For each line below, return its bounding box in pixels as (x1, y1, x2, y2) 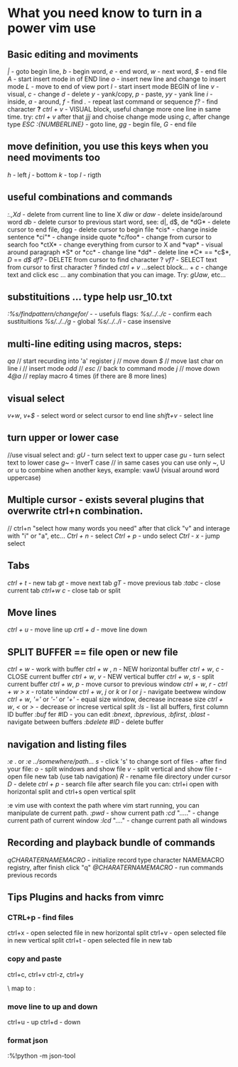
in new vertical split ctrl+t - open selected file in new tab (7, 936, 173, 945)
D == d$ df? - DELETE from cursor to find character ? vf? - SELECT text (7, 255, 217, 264)
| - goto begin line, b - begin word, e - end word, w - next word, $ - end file (7, 67, 227, 75)
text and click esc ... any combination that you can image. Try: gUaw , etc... (7, 270, 226, 278)
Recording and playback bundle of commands (7, 837, 215, 849)
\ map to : (7, 984, 36, 992)
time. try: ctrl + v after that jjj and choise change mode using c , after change (7, 112, 230, 121)
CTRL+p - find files (7, 913, 74, 923)
